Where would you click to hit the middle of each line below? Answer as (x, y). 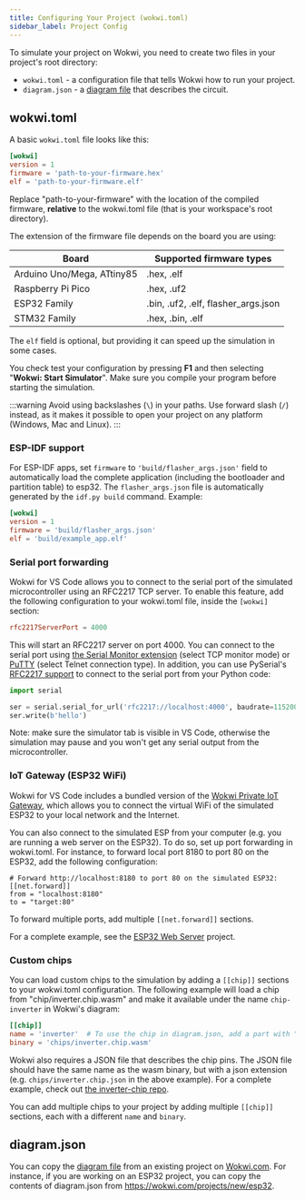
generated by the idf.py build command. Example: (106, 497)
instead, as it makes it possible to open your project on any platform (136, 414)
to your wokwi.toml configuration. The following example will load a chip (144, 989)
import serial (36, 691)
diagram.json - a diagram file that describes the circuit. (125, 89)
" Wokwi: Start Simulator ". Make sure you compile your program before (143, 378)
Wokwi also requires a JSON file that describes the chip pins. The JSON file (151, 1060)
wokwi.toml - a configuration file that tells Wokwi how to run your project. (159, 79)
